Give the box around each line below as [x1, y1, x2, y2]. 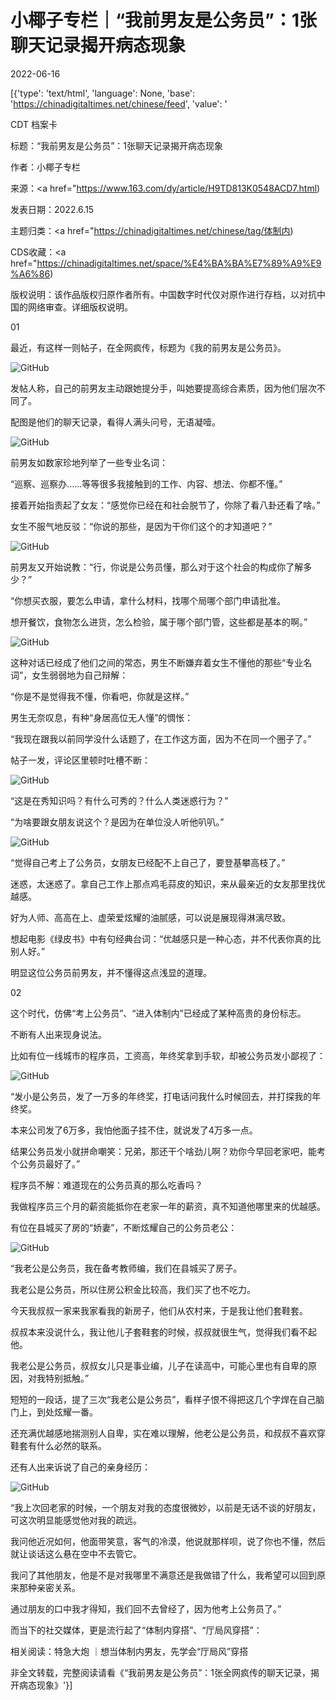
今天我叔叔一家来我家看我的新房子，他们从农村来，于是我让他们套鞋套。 [10, 1304, 308, 1316]
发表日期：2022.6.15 [10, 203, 95, 215]
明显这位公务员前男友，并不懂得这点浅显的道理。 [10, 966, 212, 978]
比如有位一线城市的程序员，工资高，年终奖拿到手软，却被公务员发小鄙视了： [10, 1049, 326, 1061]
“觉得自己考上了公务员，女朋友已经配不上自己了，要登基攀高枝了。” [10, 856, 286, 868]
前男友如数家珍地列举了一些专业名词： [10, 456, 168, 468]
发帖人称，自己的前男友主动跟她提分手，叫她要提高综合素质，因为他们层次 [10, 382, 317, 394]
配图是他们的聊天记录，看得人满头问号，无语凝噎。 [10, 416, 221, 428]
